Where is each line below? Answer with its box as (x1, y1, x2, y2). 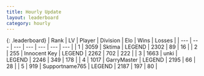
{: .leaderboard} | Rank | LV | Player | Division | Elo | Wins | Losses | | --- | (6, 37, 192, 44)
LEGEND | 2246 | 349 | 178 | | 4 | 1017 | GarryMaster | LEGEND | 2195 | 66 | (6, 56, 196, 64)
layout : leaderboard (6, 15, 59, 21)
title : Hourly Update (6, 9, 62, 15)
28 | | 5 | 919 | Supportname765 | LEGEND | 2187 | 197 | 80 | (6, 63, 157, 70)
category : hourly (6, 20, 51, 26)
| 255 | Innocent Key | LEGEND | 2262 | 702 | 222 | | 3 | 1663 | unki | (6, 50, 178, 57)
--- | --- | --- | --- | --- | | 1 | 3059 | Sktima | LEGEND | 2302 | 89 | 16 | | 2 (13, 43, 198, 50)
